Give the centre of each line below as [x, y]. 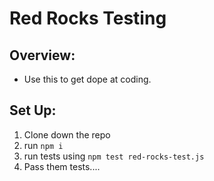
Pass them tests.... [62, 166]
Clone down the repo [67, 134]
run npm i [43, 145]
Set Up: [33, 110]
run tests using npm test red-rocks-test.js [114, 156]
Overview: [42, 55]
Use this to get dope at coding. [87, 79]
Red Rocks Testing [88, 18]
